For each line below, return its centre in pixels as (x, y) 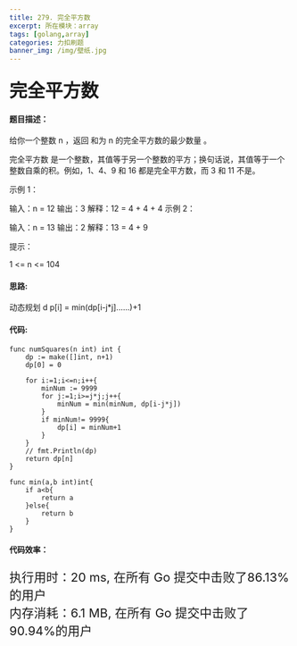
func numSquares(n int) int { (66, 349)
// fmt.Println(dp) (62, 451)
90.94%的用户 (51, 631)
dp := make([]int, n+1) (70, 357)
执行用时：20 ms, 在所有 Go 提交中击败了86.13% (149, 577)
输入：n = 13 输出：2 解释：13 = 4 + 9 (79, 228)
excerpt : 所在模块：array (54, 26)
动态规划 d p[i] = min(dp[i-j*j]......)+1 (75, 307)
